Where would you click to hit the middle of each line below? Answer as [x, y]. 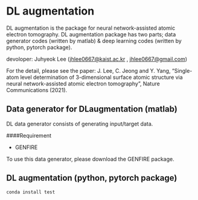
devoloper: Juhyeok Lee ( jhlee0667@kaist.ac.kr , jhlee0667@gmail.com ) [97, 59]
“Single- [182, 70]
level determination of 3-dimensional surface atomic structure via [101, 77]
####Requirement [29, 135]
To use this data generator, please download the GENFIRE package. [91, 159]
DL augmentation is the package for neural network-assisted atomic [91, 28]
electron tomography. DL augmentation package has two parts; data [91, 34]
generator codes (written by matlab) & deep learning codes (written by [94, 41]
